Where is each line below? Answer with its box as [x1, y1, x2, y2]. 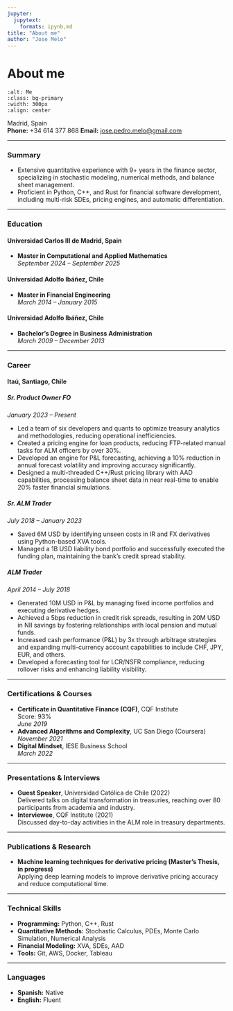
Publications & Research [7, 842, 92, 852]
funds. [17, 628, 36, 637]
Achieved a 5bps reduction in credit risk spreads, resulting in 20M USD [17, 614, 221, 622]
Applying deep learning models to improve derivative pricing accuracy [17, 872, 218, 881]
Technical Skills [7, 904, 62, 913]
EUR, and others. [17, 650, 66, 659]
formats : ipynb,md [19, 23, 73, 30]
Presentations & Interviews [7, 772, 101, 782]
